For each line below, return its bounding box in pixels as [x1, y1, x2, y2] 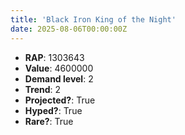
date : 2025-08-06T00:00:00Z [10, 24, 128, 34]
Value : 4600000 [24, 62, 94, 74]
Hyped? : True [24, 104, 83, 116]
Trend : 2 [24, 83, 62, 95]
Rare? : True [24, 115, 74, 127]
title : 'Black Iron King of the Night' [10, 14, 177, 25]
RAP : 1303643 [24, 51, 85, 63]
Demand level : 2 [24, 72, 94, 85]
